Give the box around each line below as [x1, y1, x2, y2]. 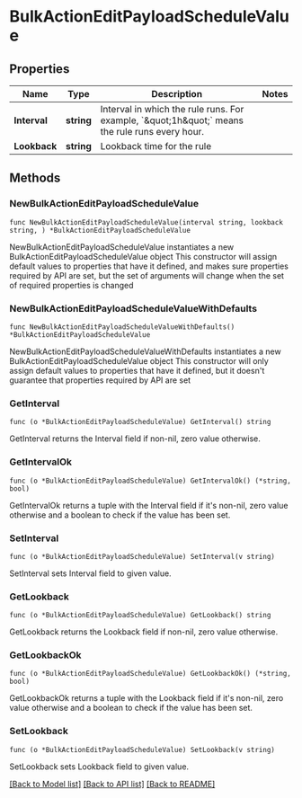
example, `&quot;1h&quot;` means [100, 114, 244, 127]
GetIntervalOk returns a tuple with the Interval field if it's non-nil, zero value [9, 500, 289, 510]
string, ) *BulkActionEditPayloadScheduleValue [9, 226, 191, 235]
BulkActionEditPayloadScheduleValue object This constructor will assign [9, 251, 278, 262]
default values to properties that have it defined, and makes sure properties [9, 261, 289, 271]
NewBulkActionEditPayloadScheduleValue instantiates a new [9, 241, 235, 253]
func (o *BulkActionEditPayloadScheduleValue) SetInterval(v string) [9, 552, 276, 561]
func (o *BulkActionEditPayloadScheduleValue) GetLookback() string [9, 611, 271, 620]
